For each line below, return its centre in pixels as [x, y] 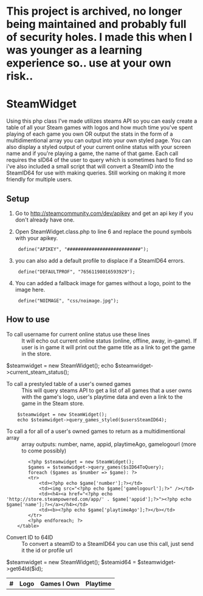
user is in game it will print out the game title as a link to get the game [108, 347]
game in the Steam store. [53, 403]
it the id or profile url [47, 550]
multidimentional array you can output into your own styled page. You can [99, 140]
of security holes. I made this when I [99, 37]
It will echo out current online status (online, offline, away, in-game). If [109, 341]
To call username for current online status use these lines [78, 334]
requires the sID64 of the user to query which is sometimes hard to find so [100, 160]
